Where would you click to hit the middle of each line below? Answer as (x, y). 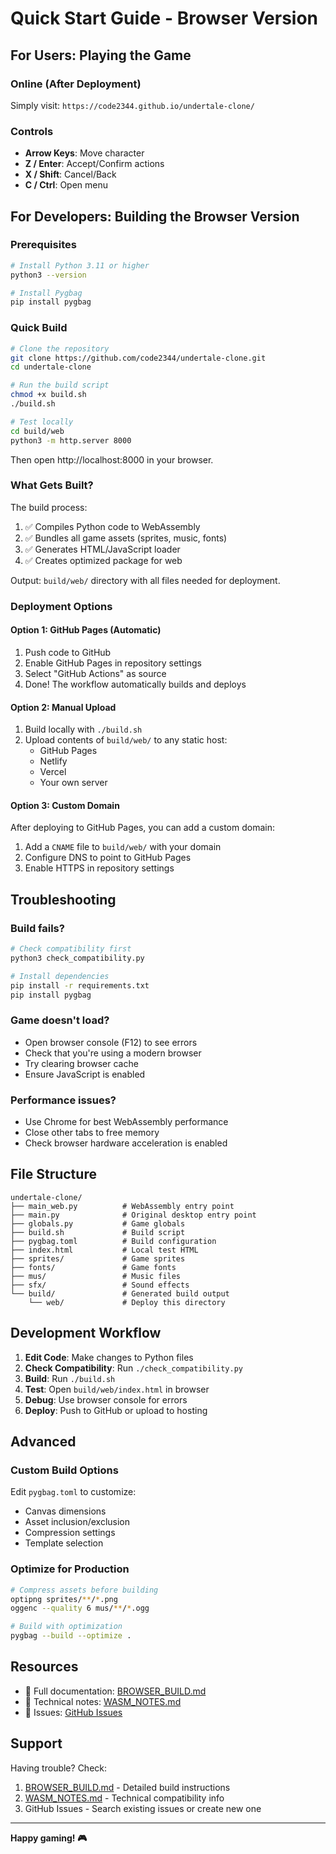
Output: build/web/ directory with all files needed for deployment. (145, 580)
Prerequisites (43, 245)
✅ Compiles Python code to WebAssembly (112, 526)
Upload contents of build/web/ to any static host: (126, 740)
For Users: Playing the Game (101, 55)
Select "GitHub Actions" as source (95, 673)
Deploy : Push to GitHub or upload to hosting (116, 1410)
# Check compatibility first (71, 949)
